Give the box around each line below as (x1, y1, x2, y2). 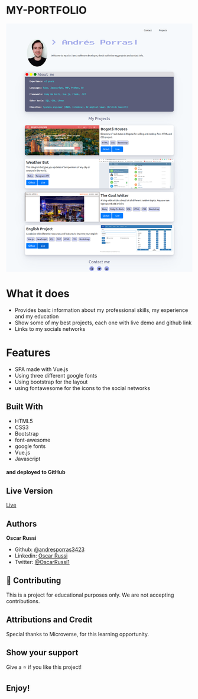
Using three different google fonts (14, 372, 98, 379)
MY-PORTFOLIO (6, 4, 87, 17)
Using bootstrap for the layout (14, 378, 88, 385)
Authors (6, 518, 37, 529)
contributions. (6, 597, 40, 604)
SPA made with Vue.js (14, 365, 69, 373)
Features (6, 346, 51, 360)
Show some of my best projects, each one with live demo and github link (14, 319, 192, 326)
